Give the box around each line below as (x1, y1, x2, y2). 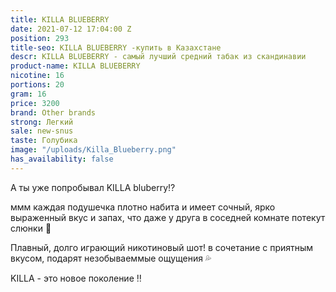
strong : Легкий (10, 117, 74, 127)
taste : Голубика (10, 136, 78, 146)
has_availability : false (10, 154, 114, 164)
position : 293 (10, 33, 70, 43)
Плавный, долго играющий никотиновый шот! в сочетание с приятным (10, 241, 314, 253)
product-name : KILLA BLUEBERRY (10, 61, 141, 71)
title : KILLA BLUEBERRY (10, 14, 110, 25)
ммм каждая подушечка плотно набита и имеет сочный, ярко (10, 201, 276, 213)
